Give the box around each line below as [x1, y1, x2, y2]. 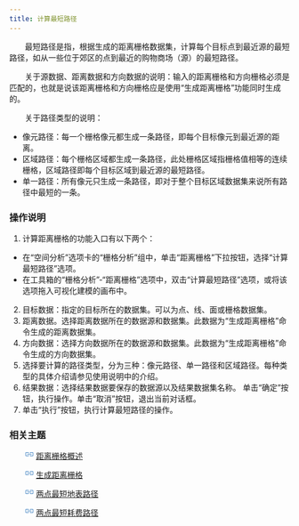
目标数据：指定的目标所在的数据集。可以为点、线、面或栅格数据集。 [21, 303, 272, 315]
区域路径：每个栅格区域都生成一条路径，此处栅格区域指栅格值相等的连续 [21, 153, 287, 164]
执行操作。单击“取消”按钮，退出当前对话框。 [37, 392, 202, 404]
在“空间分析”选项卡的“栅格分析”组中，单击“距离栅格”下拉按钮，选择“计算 [21, 252, 288, 263]
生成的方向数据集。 [29, 348, 101, 360]
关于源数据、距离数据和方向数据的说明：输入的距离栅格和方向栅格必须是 [24, 71, 290, 82]
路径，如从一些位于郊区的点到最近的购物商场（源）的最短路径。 [9, 52, 243, 62]
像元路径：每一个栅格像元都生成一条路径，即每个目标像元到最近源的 [21, 131, 272, 142]
